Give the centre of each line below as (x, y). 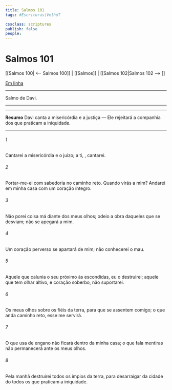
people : (14, 34)
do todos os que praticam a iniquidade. (47, 382)
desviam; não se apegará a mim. (40, 222)
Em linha (14, 83)
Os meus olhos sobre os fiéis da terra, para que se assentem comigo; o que (85, 310)
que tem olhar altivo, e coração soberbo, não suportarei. (65, 282)
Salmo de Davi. (21, 98)
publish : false (21, 29)
